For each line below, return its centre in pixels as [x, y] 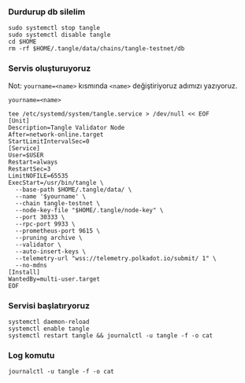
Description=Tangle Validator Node [67, 127]
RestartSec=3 [30, 169]
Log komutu [32, 355]
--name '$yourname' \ [51, 196]
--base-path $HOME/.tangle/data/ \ [74, 190]
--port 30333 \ [40, 217]
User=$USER [26, 155]
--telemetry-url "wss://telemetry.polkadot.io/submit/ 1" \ [116, 258]
